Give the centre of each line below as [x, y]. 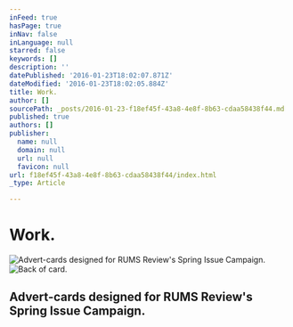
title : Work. [33, 92]
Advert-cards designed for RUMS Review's [131, 297]
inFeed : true [33, 17]
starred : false [37, 51]
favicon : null [43, 167]
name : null [37, 142]
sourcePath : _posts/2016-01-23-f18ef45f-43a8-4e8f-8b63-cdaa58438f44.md [147, 109]
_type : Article [37, 184]
